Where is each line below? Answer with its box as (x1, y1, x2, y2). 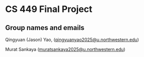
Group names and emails (5, 23, 85, 32)
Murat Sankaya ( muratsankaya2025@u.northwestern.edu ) (5, 46, 125, 52)
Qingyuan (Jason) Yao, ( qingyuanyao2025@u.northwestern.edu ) (5, 36, 139, 42)
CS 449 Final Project (5, 3, 93, 15)
